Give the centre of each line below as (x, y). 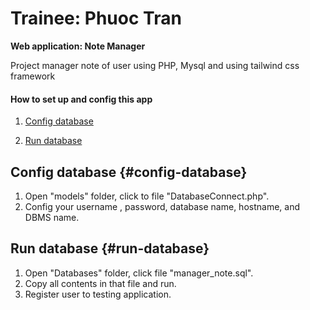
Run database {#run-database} (110, 248)
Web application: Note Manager (78, 46)
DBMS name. (52, 217)
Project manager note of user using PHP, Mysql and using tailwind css (155, 65)
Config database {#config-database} (129, 172)
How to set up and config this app (81, 99)
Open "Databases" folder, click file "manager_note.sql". (139, 273)
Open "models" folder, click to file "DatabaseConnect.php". (147, 196)
